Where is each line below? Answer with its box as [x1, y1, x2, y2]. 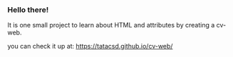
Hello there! [7, 5, 49, 15]
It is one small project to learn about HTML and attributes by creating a [7, 21, 215, 30]
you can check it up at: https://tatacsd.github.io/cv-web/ [7, 42, 173, 51]
